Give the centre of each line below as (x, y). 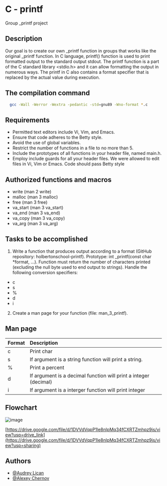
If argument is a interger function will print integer (87, 390)
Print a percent (47, 367)
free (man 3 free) (30, 202)
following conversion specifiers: (45, 272)
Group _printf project (27, 23)
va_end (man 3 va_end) (36, 213)
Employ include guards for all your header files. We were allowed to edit (86, 159)
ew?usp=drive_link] (25, 435)
